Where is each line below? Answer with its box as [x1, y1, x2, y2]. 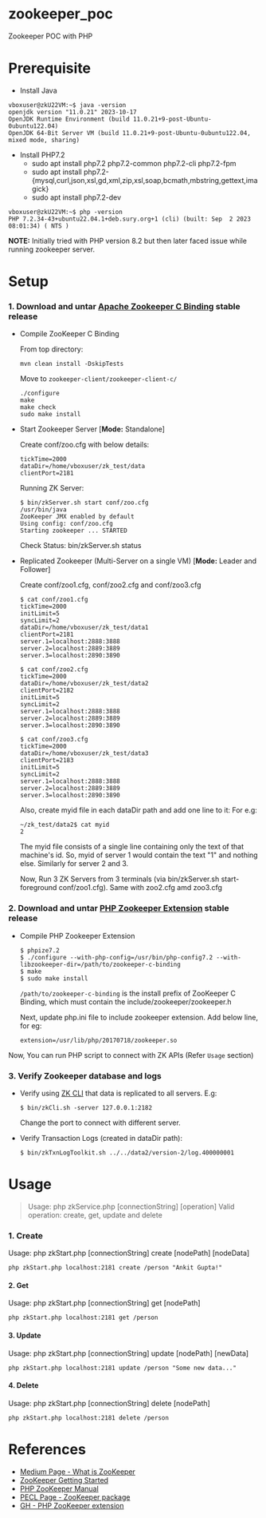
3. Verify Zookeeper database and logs [8, 1070, 162, 1081]
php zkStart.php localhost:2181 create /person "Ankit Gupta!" [8, 1264, 223, 1272]
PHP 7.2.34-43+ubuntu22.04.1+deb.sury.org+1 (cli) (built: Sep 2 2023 [8, 215, 251, 223]
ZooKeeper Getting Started [19, 1475, 109, 1484]
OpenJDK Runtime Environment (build [8, 115, 130, 123]
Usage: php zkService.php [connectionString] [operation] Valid [27, 1202, 235, 1211]
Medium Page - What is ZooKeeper [19, 1467, 135, 1476]
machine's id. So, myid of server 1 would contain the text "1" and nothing [19, 850, 258, 860]
